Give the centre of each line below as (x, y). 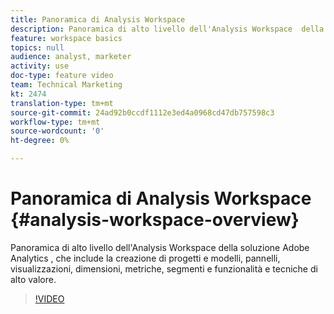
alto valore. (33, 279)
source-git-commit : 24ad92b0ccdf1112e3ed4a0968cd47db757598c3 (142, 112)
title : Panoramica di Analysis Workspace (98, 19)
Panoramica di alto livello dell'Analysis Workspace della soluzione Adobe (160, 247)
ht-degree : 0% (40, 141)
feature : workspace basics (66, 38)
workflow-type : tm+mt (55, 122)
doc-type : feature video (62, 76)
